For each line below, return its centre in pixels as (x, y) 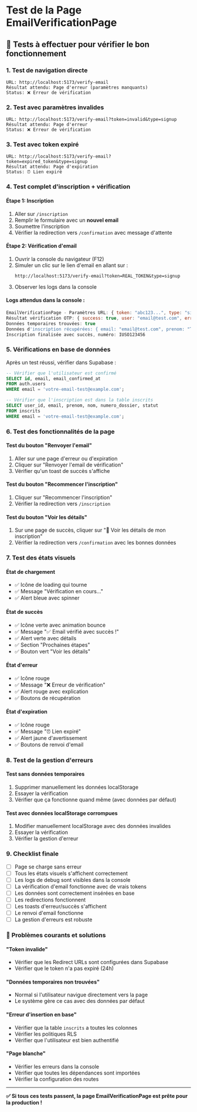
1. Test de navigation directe (47, 70)
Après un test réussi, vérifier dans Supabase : (61, 362)
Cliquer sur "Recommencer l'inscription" (63, 497)
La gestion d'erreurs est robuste (53, 920)
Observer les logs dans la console (55, 287)
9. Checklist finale (32, 854)
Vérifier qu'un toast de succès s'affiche (62, 471)
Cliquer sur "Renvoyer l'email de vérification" (69, 465)
